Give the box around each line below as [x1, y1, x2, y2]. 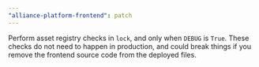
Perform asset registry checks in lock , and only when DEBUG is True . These [8, 33, 250, 43]
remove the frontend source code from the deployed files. [8, 50, 197, 59]
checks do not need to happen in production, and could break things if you [8, 41, 251, 51]
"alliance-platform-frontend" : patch [8, 11, 133, 20]
